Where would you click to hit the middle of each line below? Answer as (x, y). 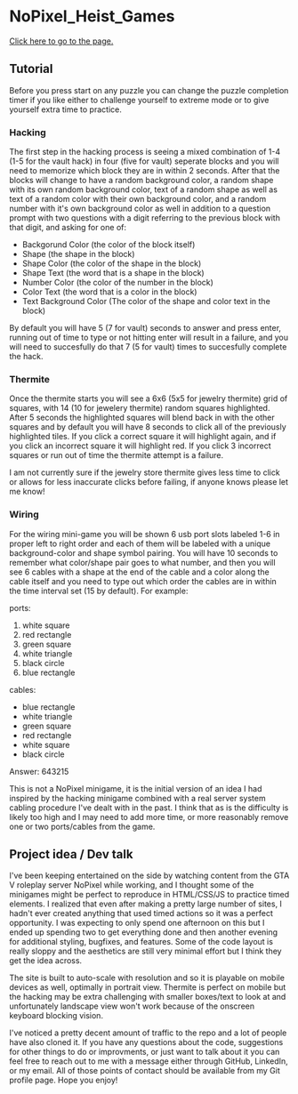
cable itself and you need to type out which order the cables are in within (143, 581)
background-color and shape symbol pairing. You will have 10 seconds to (144, 552)
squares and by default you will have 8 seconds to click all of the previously (148, 427)
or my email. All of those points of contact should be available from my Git (145, 1071)
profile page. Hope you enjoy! (64, 1080)
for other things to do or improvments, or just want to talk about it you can (145, 1052)
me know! (27, 492)
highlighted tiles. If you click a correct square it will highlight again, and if (143, 437)
